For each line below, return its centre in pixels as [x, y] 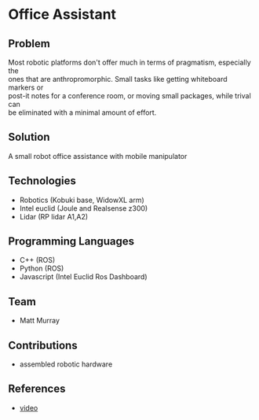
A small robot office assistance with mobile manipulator [98, 156]
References [37, 389]
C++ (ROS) [37, 260]
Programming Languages [71, 241]
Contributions [43, 345]
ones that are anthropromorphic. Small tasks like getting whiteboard [118, 79]
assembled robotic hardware [66, 364]
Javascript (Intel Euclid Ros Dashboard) [83, 277]
